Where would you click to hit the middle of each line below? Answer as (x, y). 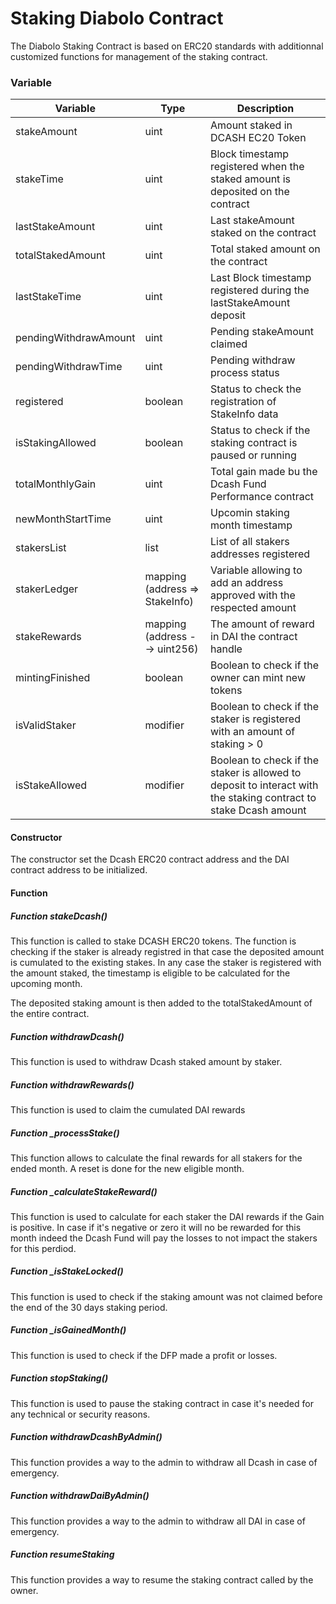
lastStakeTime (48, 297)
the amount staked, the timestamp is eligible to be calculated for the (150, 973)
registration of (243, 402)
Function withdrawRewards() (72, 1084)
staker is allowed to (256, 773)
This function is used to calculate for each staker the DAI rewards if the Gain (167, 1216)
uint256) (178, 649)
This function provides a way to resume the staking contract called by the (162, 1579)
